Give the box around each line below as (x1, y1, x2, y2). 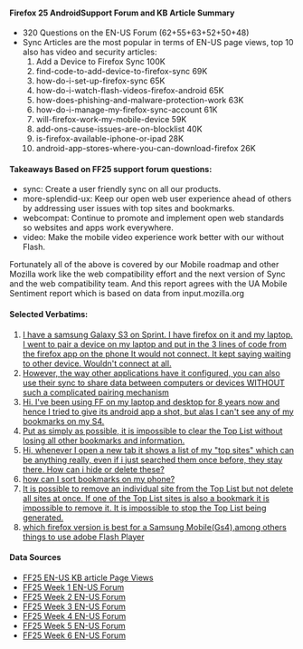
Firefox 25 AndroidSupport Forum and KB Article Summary (9, 7, 235, 18)
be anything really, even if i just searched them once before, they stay (22, 454, 283, 465)
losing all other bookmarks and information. (22, 435, 185, 446)
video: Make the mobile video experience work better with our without (22, 232, 285, 243)
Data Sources (9, 552, 62, 563)
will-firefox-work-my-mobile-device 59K (35, 114, 187, 125)
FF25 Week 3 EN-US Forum (22, 601, 127, 612)
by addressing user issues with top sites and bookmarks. (22, 203, 235, 214)
